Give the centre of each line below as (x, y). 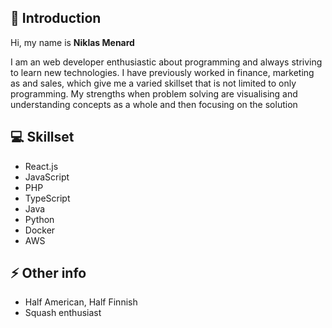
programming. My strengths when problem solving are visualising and (154, 93)
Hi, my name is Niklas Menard (72, 42)
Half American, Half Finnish (81, 302)
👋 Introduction (56, 18)
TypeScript (47, 198)
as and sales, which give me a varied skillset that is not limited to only (153, 83)
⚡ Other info (48, 273)
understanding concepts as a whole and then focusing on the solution (154, 104)
